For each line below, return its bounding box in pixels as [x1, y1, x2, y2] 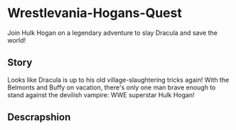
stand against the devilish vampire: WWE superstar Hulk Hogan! [7, 90, 195, 99]
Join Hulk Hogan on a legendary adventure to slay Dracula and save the [7, 28, 218, 37]
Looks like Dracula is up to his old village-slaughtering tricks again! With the [7, 75, 230, 84]
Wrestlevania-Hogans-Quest [7, 5, 183, 21]
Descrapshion [7, 112, 71, 124]
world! [7, 36, 26, 44]
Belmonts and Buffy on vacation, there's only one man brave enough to [7, 83, 216, 92]
